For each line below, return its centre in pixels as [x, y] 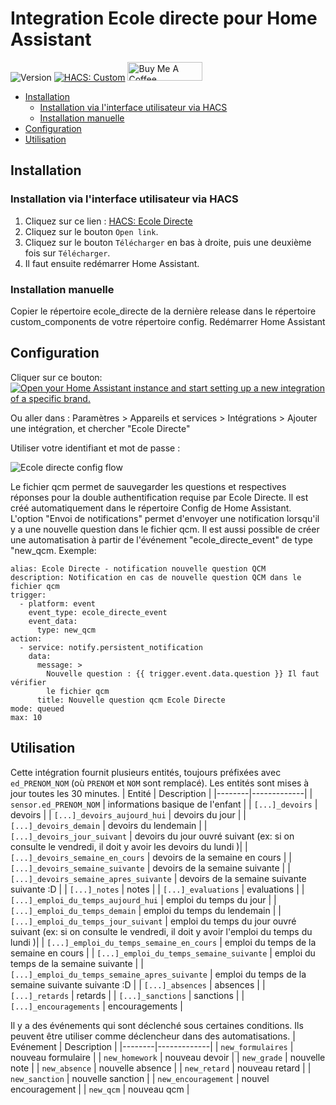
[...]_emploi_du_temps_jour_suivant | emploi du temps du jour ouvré [153, 921]
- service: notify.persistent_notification [111, 647]
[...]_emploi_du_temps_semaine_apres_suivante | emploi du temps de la [158, 974]
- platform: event [58, 603]
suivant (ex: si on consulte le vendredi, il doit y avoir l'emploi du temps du [161, 931]
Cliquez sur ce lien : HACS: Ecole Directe [108, 221]
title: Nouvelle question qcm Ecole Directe [131, 700]
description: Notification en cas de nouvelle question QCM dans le [156, 577]
